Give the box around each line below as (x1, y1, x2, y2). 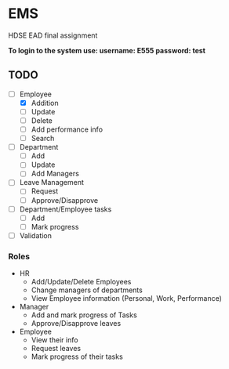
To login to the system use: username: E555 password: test (8, 45, 206, 55)
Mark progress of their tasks (31, 352, 123, 361)
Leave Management (19, 178, 85, 187)
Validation (19, 230, 53, 240)
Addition (31, 98, 59, 107)
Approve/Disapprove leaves (31, 319, 122, 328)
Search (31, 134, 55, 143)
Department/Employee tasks (19, 204, 112, 214)
